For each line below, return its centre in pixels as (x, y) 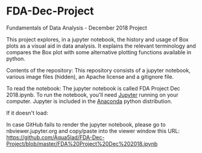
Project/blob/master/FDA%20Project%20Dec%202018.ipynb (82, 143)
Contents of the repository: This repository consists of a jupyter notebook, (99, 70)
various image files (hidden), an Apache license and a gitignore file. (90, 76)
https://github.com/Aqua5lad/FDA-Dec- (55, 137)
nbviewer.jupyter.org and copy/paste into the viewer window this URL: (93, 131)
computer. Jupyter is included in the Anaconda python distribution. (89, 101)
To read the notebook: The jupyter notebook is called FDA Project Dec (93, 88)
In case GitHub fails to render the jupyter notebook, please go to (86, 124)
